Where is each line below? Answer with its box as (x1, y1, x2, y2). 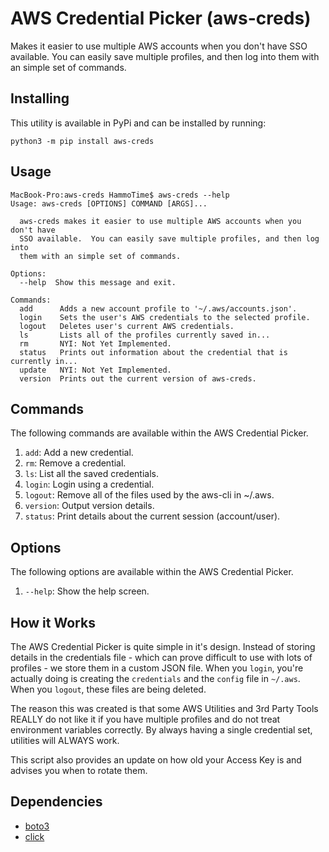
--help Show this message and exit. (19, 277, 177, 287)
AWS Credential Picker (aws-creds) (10, 7, 312, 30)
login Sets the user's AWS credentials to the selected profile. (19, 312, 311, 322)
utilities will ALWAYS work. (10, 735, 120, 746)
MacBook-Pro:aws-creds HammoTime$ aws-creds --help (10, 190, 230, 200)
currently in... (10, 356, 78, 366)
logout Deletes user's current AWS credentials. (19, 321, 235, 331)
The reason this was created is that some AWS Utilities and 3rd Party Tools (10, 703, 319, 714)
